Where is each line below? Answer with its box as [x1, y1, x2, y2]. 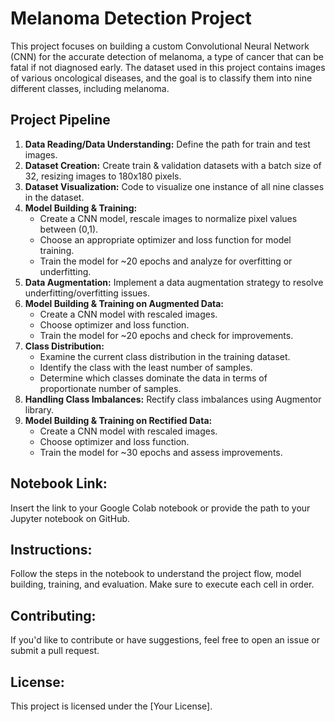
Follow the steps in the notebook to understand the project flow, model [10, 568, 302, 580]
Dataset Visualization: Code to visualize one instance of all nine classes [24, 180, 325, 192]
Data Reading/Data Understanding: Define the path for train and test [24, 138, 311, 150]
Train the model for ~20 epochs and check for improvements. [39, 329, 294, 341]
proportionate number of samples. [39, 382, 182, 394]
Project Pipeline [10, 112, 111, 129]
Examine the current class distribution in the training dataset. [39, 350, 291, 362]
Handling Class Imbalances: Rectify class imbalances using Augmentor [24, 393, 322, 405]
